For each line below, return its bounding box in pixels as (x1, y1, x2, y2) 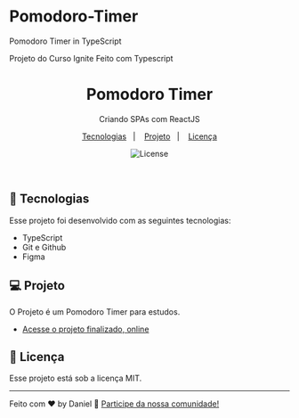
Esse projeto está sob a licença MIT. (9, 373, 142, 384)
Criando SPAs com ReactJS (99, 113, 200, 124)
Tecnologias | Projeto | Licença (81, 131, 218, 142)
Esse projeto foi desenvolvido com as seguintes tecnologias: (9, 215, 231, 225)
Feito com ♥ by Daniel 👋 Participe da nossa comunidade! (9, 398, 220, 409)
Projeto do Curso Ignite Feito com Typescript (9, 53, 174, 63)
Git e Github (21, 242, 67, 252)
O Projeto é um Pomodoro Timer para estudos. (9, 306, 181, 317)
